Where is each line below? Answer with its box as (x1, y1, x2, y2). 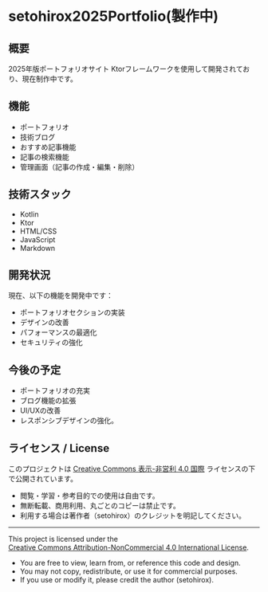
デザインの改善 (19, 318, 69, 327)
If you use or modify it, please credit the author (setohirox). (19, 575, 214, 585)
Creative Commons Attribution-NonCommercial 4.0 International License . (8, 543, 250, 552)
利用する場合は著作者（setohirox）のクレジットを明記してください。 (19, 511, 246, 520)
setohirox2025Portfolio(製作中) (8, 7, 219, 25)
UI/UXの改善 (19, 406, 61, 415)
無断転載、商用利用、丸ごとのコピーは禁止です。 (19, 501, 181, 511)
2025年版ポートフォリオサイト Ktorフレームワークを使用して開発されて (8, 65, 243, 73)
